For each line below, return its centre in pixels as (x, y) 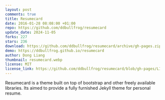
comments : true (21, 14)
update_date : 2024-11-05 (30, 32)
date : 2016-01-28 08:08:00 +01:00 (41, 23)
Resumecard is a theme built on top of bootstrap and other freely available (80, 83)
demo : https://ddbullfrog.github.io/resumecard (55, 50)
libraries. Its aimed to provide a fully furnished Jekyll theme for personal (78, 88)
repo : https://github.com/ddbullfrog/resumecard (56, 28)
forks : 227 (16, 37)
